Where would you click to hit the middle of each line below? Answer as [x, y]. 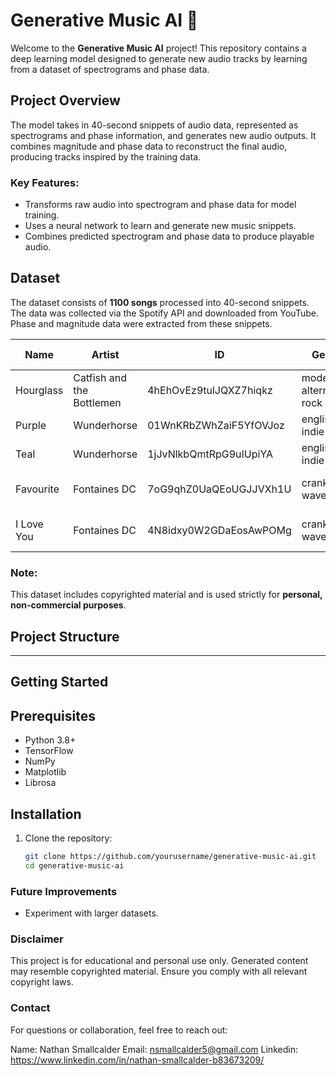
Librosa [40, 783]
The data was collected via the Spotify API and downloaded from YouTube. [164, 313]
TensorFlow [49, 751]
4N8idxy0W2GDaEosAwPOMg [219, 530]
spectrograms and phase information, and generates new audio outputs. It [163, 135]
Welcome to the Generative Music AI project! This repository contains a [158, 48]
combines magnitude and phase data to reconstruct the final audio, [149, 146]
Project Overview [65, 100]
